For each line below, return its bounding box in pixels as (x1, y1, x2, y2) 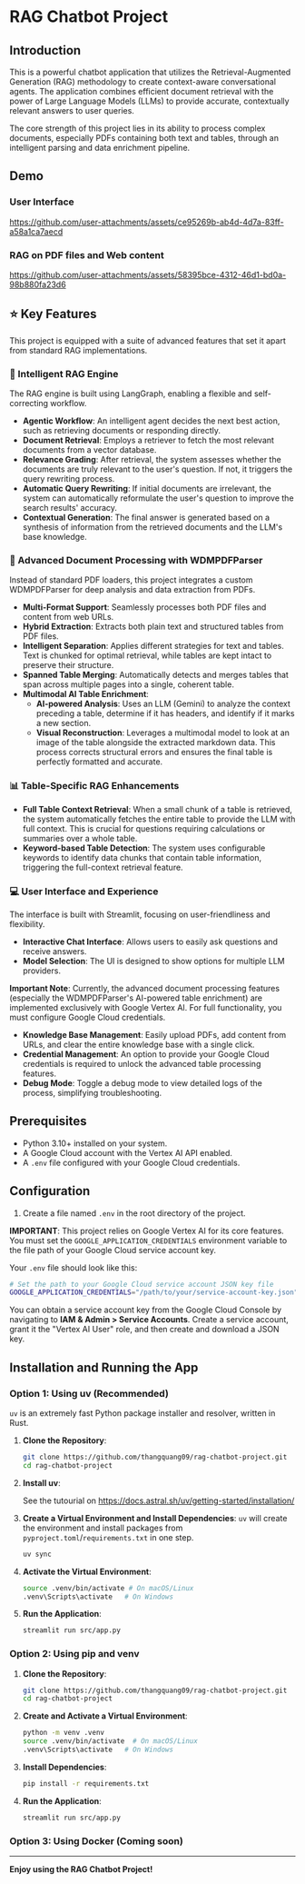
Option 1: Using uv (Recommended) (9, 1387, 170, 1400)
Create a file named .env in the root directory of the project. (22, 1207, 247, 1219)
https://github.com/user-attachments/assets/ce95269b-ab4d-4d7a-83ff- (9, 216, 284, 227)
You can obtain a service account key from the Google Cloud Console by (9, 1304, 282, 1315)
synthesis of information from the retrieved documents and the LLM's (22, 522, 283, 533)
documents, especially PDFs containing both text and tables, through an (9, 133, 280, 143)
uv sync (22, 1550, 52, 1559)
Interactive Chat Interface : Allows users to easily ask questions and (22, 936, 279, 947)
